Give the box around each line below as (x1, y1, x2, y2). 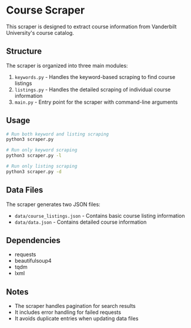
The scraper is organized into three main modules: (6, 62, 128, 69)
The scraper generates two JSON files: (6, 201, 101, 208)
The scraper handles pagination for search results (14, 303, 136, 310)
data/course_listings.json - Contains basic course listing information (14, 212, 185, 219)
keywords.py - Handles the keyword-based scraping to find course (14, 73, 176, 80)
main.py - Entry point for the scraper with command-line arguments (14, 98, 178, 105)
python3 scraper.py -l (6, 153, 62, 159)
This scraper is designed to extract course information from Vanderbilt (6, 23, 177, 30)
